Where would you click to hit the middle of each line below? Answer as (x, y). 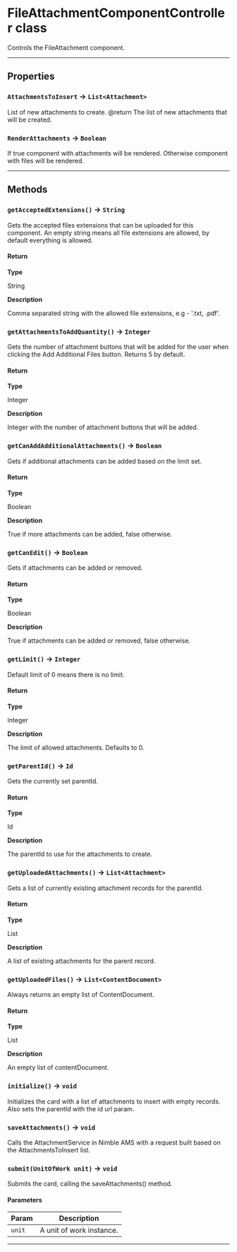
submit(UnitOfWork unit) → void (62, 1168)
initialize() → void (42, 1086)
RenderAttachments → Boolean (57, 138)
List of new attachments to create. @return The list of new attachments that (117, 112)
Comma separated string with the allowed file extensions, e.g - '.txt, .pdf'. (114, 313)
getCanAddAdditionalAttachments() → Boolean (85, 445)
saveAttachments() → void (51, 1127)
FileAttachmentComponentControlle (116, 13)
